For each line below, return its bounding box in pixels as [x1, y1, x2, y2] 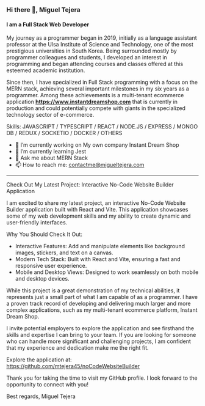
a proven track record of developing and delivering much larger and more [6, 300, 191, 308]
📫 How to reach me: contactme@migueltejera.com [15, 161, 145, 169]
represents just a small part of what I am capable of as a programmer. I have [6, 293, 198, 301]
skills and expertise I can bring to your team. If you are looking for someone [6, 331, 196, 339]
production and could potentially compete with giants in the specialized [6, 105, 186, 112]
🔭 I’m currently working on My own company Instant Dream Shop [15, 141, 179, 149]
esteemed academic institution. [6, 67, 85, 74]
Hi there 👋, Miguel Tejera [6, 6, 81, 14]
